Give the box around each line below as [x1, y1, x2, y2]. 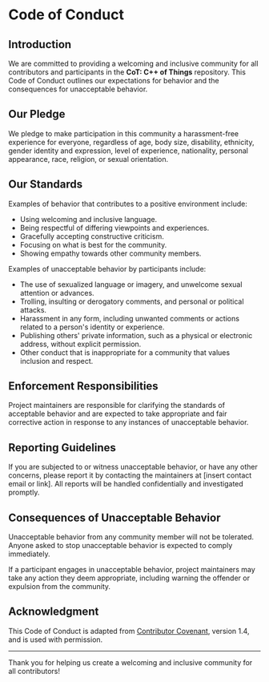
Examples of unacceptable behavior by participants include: [8, 264, 207, 273]
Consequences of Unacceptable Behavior [8, 510, 221, 524]
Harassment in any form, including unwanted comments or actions [19, 313, 240, 323]
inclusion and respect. [19, 356, 94, 365]
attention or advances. [19, 288, 94, 297]
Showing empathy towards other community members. [19, 248, 202, 258]
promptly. [8, 487, 40, 498]
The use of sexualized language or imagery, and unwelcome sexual [19, 279, 243, 289]
